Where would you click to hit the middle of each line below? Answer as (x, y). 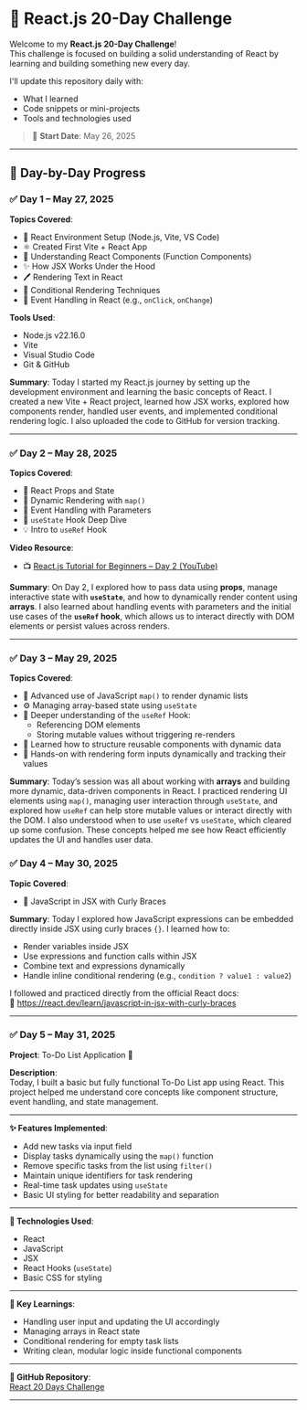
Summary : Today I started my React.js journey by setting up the (130, 382)
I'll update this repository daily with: (76, 80)
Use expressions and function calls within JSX (110, 956)
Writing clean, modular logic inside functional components (132, 1351)
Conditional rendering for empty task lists (101, 1341)
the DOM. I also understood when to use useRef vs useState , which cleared (151, 821)
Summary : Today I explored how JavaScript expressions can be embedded (152, 918)
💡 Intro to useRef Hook (65, 529)
